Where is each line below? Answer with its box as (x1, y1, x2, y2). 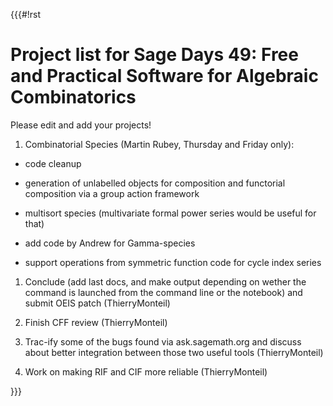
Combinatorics (10, 86, 137, 109)
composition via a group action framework (24, 187, 200, 199)
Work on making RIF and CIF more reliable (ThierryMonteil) (24, 365, 268, 378)
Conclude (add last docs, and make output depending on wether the (24, 275, 307, 288)
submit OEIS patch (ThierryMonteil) (24, 297, 171, 309)
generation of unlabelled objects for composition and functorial (24, 177, 286, 189)
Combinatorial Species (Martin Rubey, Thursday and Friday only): (24, 138, 295, 150)
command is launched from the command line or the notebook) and (24, 286, 303, 298)
